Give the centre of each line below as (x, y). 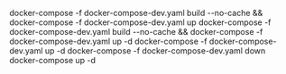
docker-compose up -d (53, 60)
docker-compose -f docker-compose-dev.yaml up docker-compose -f (140, 22)
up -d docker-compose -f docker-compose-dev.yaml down (155, 51)
